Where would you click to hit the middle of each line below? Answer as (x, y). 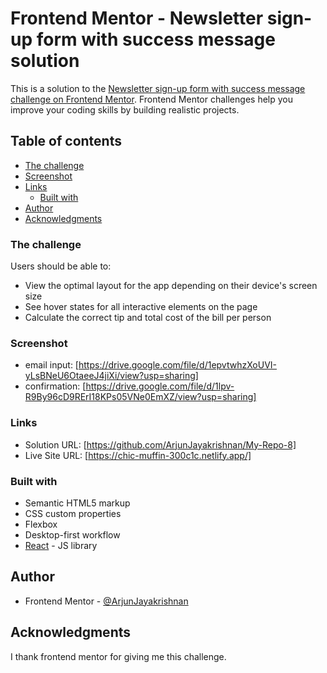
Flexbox (41, 524)
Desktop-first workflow (72, 534)
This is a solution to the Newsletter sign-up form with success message (158, 88)
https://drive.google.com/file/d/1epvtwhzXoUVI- (178, 365)
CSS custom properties (73, 513)
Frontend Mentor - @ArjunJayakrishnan (106, 601)
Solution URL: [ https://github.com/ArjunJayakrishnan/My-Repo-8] (160, 444)
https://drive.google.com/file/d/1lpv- (160, 386)
